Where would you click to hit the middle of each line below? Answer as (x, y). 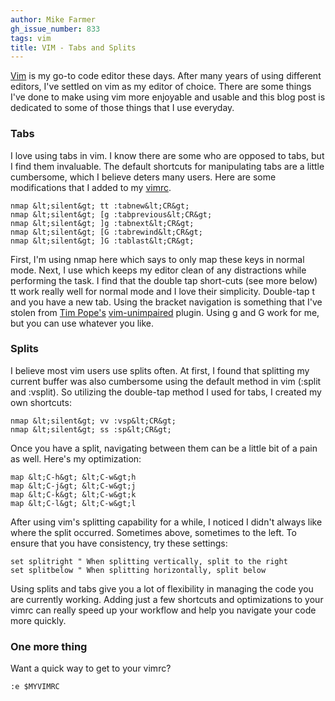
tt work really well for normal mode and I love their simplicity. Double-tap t (163, 291)
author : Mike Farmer (53, 19)
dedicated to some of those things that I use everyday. (122, 108)
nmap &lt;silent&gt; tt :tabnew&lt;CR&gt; (100, 206)
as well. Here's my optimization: (76, 458)
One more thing (49, 646)
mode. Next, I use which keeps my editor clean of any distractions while (158, 270)
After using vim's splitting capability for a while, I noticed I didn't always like (166, 522)
